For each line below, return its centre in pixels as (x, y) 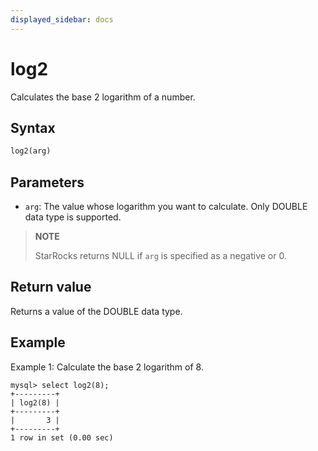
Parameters (47, 182)
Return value (51, 287)
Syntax (33, 127)
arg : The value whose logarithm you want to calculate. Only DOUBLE (166, 207)
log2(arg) (31, 151)
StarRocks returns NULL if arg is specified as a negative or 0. (160, 256)
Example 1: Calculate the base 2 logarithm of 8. (107, 367)
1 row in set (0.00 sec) (62, 437)
